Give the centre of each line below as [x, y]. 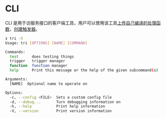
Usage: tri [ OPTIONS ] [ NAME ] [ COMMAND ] [46, 43]
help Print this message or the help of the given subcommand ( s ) [84, 70]
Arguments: [16, 79]
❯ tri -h [14, 38]
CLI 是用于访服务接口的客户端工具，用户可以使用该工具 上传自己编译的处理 [81, 23]
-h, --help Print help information [57, 107]
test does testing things [42, 57]
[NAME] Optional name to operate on [49, 84]
